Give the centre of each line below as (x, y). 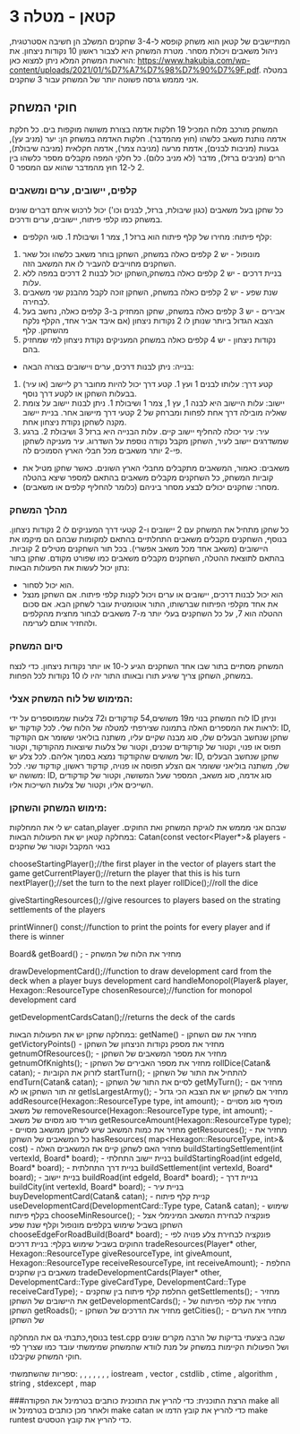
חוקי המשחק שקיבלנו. (46, 1357)
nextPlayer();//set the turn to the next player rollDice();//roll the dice (134, 883)
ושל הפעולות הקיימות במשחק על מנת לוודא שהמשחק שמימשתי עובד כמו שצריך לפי (149, 1347)
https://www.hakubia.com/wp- (194, 60)
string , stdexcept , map (53, 1383)
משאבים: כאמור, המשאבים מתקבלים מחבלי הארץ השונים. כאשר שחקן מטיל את (156, 468)
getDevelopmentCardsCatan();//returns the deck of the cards (122, 1018)
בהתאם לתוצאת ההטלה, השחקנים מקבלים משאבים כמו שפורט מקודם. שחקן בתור (147, 558)
